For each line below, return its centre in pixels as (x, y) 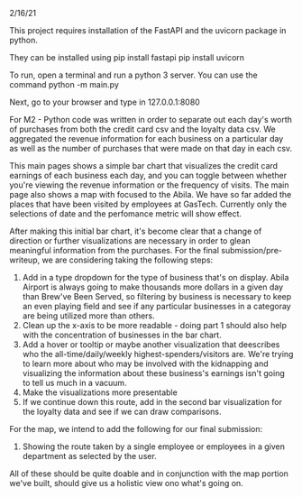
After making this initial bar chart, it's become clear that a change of (136, 231)
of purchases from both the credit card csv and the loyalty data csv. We (143, 129)
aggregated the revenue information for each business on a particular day (146, 138)
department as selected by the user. (90, 456)
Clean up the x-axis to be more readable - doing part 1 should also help (154, 325)
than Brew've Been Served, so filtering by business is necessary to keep (157, 296)
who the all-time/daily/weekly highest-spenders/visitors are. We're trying (158, 354)
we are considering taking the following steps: (128, 260)
